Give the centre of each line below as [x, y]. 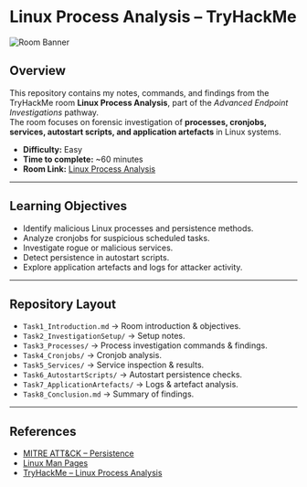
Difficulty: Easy [53, 149]
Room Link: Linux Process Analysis [89, 169]
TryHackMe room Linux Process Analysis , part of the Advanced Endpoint [149, 102]
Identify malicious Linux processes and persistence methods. [138, 228]
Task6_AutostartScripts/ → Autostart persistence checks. [132, 375]
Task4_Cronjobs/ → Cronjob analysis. [92, 355]
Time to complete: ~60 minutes [83, 159]
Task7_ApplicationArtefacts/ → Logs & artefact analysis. [131, 385]
